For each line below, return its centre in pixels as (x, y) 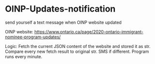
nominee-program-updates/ (33, 37)
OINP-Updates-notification (60, 9)
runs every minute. (24, 56)
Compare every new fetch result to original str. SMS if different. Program (77, 51)
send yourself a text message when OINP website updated (63, 22)
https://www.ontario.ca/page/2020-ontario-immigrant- (89, 32)
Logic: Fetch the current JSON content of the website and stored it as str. (78, 46)
